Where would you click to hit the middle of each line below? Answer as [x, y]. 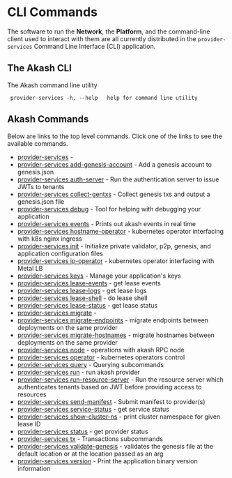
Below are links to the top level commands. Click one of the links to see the [115, 136]
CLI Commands [53, 12]
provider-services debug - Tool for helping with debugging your [109, 209]
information [34, 468]
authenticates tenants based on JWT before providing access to [109, 387]
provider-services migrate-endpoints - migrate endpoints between [113, 320]
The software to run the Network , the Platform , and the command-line [109, 31]
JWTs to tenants [41, 186]
